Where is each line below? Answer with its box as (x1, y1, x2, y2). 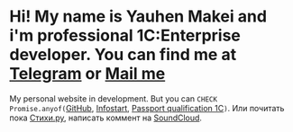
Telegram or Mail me (9, 64, 166, 84)
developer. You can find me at (9, 45, 237, 65)
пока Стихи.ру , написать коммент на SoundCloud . (9, 112, 203, 123)
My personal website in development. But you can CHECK (9, 92, 218, 104)
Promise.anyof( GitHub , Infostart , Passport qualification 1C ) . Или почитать (9, 102, 285, 113)
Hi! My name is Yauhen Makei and (9, 6, 268, 27)
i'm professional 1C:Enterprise (9, 25, 242, 46)
